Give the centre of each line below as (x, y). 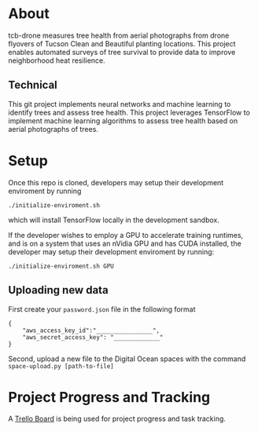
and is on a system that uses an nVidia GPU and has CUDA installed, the (125, 243)
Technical (33, 85)
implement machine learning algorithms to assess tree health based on (123, 121)
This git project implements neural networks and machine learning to (120, 104)
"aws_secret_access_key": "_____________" (93, 337)
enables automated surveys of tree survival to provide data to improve (122, 52)
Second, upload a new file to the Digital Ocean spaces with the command (127, 359)
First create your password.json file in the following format (102, 309)
